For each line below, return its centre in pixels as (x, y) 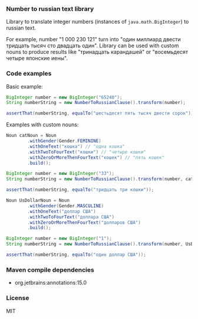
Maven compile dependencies (50, 269)
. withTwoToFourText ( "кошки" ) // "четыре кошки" (87, 152)
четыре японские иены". (37, 58)
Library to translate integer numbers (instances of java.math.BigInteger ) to (98, 22)
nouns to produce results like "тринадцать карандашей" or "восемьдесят (97, 52)
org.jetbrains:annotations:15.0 (51, 283)
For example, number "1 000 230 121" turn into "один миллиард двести (93, 40)
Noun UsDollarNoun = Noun (38, 201)
